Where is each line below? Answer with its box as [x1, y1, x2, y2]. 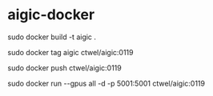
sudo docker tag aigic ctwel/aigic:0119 [7, 47, 134, 57]
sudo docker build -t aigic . [7, 32, 97, 42]
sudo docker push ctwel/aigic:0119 [7, 62, 122, 73]
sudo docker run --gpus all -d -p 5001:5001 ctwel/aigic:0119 [7, 78, 206, 88]
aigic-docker [7, 6, 95, 24]
